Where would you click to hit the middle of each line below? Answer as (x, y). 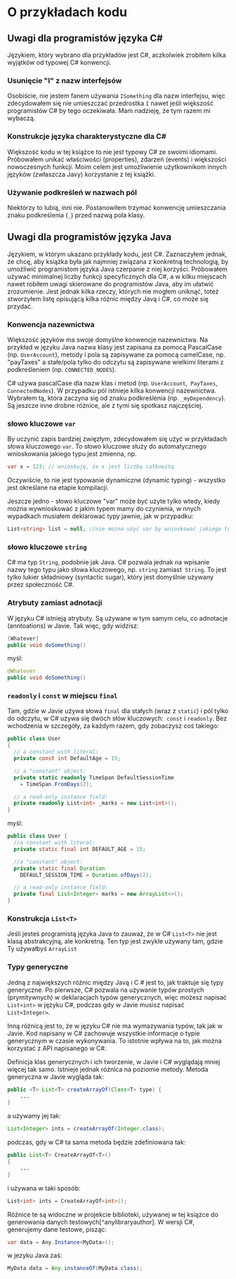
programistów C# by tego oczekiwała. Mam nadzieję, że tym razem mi (109, 111)
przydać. (20, 306)
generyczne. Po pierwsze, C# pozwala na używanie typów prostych (106, 990)
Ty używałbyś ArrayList (42, 949)
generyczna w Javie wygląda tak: (55, 1076)
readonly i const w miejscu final (63, 696)
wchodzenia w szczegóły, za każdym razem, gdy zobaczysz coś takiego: (113, 726)
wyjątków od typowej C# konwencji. (59, 62)
